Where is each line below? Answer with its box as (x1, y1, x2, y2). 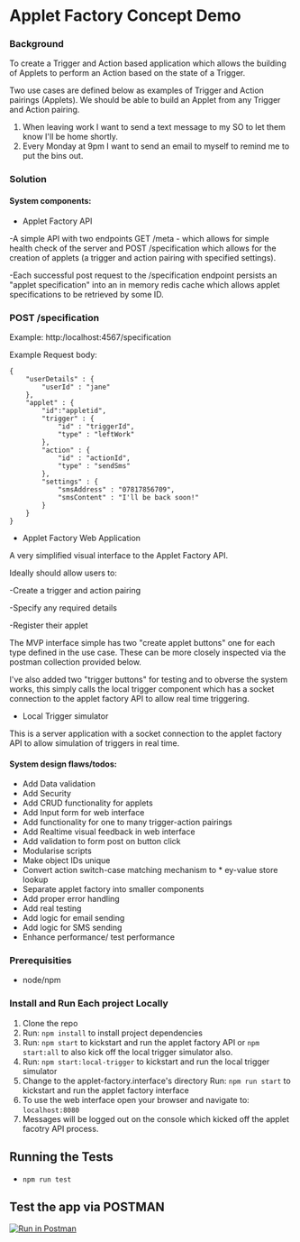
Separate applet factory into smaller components (22, 884, 205, 895)
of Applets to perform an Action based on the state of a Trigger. (9, 68, 246, 78)
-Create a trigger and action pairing (9, 584, 141, 595)
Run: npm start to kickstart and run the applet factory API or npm (22, 1036, 259, 1047)
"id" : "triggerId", (57, 421, 135, 431)
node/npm (22, 975, 61, 986)
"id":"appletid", (41, 406, 106, 415)
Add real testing (22, 903, 82, 914)
